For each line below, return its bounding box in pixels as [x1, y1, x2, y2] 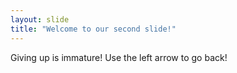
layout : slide [10, 14, 70, 25]
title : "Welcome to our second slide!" [10, 24, 177, 34]
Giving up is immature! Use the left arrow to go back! [10, 51, 228, 63]
